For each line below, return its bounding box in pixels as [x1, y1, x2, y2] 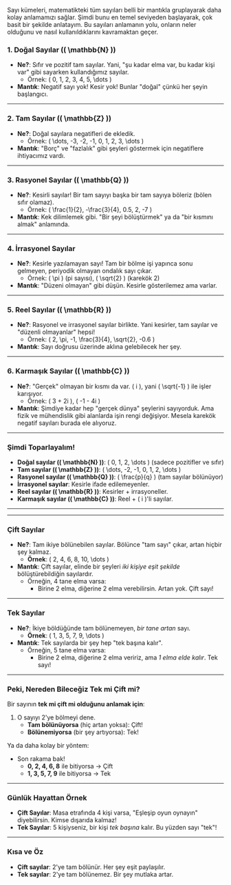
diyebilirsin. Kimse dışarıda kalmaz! [16, 816, 117, 824]
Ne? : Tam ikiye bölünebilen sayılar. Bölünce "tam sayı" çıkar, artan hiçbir [16, 541, 222, 549]
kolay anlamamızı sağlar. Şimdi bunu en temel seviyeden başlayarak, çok [7, 13, 213, 21]
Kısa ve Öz [7, 847, 43, 857]
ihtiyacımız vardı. [16, 151, 65, 159]
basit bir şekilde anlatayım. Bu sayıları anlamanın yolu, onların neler [7, 21, 197, 28]
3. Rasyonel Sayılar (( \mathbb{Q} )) [7, 175, 129, 185]
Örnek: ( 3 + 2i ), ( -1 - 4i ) [27, 397, 101, 405]
